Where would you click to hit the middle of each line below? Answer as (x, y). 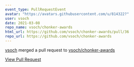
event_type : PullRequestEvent (36, 9)
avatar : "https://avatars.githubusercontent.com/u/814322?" (67, 14)
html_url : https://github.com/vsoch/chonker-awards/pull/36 (67, 32)
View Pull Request (23, 59)
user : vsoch (17, 18)
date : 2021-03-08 (23, 23)
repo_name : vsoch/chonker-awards (39, 27)
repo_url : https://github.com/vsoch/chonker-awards (58, 37)
